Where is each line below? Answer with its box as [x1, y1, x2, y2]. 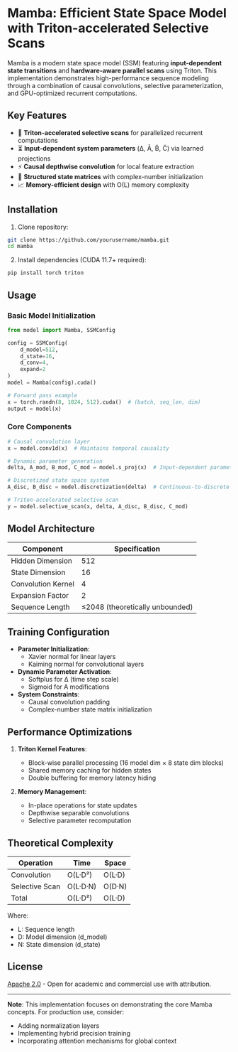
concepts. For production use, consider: [7, 1007, 125, 1016]
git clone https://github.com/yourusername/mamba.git [7, 236, 170, 243]
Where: [7, 911, 29, 920]
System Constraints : [17, 690, 80, 699]
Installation [7, 204, 58, 216]
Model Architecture [7, 522, 96, 535]
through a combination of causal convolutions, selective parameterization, [7, 81, 224, 90]
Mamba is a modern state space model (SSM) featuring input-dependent [7, 58, 222, 67]
